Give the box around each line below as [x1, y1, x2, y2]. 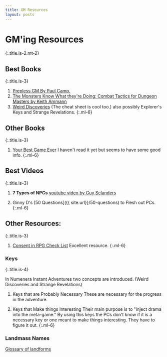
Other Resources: [5, 219, 61, 228]
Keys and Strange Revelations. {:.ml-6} [12, 109, 92, 115]
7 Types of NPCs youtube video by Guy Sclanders [12, 189, 116, 196]
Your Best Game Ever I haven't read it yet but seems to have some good [12, 147, 161, 153]
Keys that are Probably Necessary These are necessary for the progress [12, 291, 161, 297]
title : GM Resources [5, 7, 48, 13]
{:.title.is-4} [5, 266, 29, 272]
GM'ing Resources [5, 34, 84, 45]
